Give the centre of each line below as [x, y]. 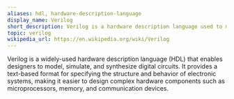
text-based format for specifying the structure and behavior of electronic [112, 74]
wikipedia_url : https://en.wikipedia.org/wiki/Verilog [88, 39]
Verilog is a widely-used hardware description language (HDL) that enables [115, 59]
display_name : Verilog [40, 20]
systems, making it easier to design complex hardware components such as [116, 81]
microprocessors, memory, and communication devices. [88, 89]
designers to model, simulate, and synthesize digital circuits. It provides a [112, 66]
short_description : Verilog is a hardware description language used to [115, 26]
